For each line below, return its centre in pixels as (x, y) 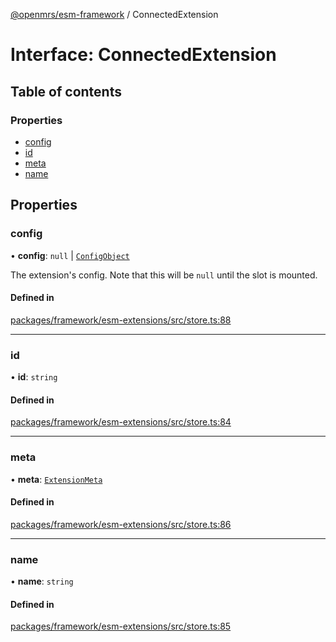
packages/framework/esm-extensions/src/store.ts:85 (121, 626)
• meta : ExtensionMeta (56, 479)
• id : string (34, 377)
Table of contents (66, 91)
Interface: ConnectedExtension (143, 55)
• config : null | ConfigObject (70, 255)
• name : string (42, 581)
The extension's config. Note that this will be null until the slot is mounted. (164, 275)
